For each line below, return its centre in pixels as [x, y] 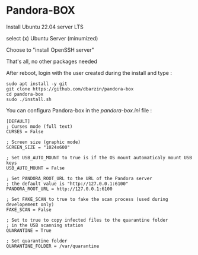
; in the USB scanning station [45, 225]
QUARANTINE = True [29, 230]
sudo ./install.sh [29, 99]
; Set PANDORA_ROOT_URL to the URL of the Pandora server [79, 178]
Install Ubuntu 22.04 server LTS [45, 27]
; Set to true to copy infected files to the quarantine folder [87, 220]
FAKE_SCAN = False [29, 210]
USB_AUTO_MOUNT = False [36, 168]
